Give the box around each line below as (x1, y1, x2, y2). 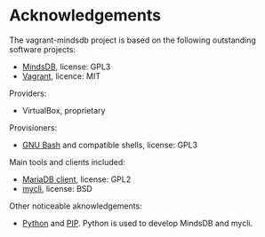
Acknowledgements (9, 5, 162, 26)
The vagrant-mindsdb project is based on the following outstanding (9, 35, 256, 45)
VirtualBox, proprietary (21, 105, 106, 115)
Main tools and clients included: (9, 156, 126, 167)
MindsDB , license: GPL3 (21, 61, 111, 72)
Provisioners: (9, 122, 58, 133)
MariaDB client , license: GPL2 (21, 174, 132, 185)
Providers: (9, 88, 47, 99)
